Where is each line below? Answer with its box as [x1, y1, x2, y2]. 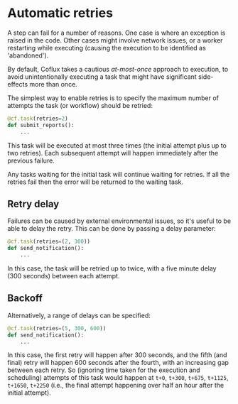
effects [7, 80, 28, 88]
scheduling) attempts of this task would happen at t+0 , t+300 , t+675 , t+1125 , [7, 373, 229, 382]
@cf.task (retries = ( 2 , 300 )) [7, 238, 91, 246]
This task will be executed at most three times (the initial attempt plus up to [7, 141, 227, 150]
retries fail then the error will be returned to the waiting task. [7, 178, 183, 186]
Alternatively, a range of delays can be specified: [7, 311, 151, 320]
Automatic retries [7, 5, 114, 21]
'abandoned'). [7, 51, 49, 60]
